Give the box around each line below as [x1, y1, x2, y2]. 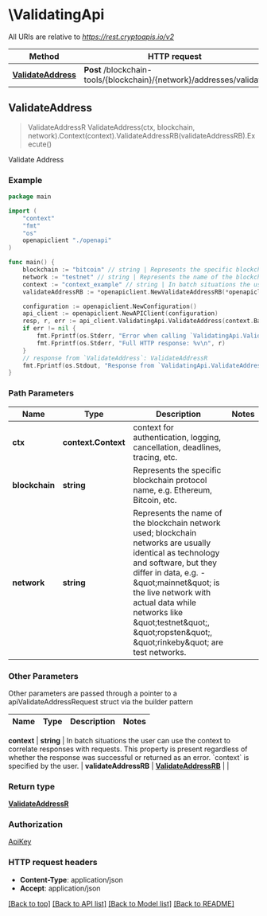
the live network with [133, 587, 211, 598]
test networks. [133, 646, 187, 657]
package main [8, 193, 52, 201]
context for [133, 422, 175, 433]
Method [29, 50, 60, 61]
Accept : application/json [19, 883, 101, 893]
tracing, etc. [133, 451, 178, 462]
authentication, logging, [133, 431, 221, 442]
